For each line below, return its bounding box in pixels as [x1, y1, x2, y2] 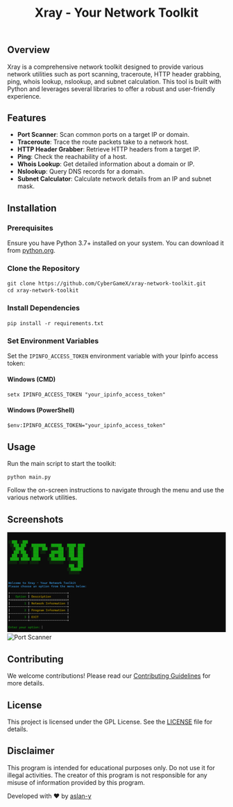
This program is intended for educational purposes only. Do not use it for [7, 763, 215, 772]
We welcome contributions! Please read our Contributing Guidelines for [7, 672, 211, 680]
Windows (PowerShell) [7, 406, 75, 414]
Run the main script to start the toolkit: [7, 460, 116, 468]
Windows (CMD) [7, 375, 56, 383]
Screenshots [7, 513, 64, 525]
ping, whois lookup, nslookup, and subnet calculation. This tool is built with [7, 77, 222, 85]
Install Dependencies [7, 303, 80, 313]
